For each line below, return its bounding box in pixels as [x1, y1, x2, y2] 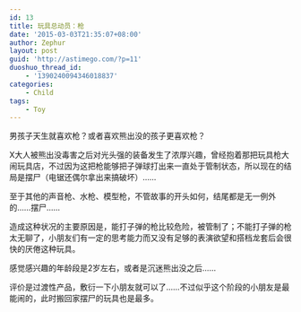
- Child [25, 88, 54, 97]
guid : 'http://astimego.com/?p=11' [9, 55, 142, 64]
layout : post [9, 47, 58, 56]
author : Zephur [9, 38, 66, 48]
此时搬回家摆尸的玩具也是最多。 [39, 293, 159, 304]
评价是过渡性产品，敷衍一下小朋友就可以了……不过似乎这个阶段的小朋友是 [9, 282, 282, 292]
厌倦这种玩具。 [24, 244, 81, 255]
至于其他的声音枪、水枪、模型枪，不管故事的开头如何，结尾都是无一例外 [9, 191, 276, 202]
